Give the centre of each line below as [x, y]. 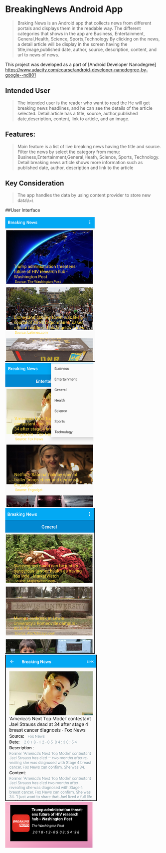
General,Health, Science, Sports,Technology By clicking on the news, [88, 39]
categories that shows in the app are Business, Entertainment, [81, 33]
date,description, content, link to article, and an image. [73, 119]
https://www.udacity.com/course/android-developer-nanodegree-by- [77, 70]
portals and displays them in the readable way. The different [79, 28]
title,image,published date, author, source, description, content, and [87, 49]
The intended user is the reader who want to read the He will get [83, 103]
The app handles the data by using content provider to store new [84, 195]
